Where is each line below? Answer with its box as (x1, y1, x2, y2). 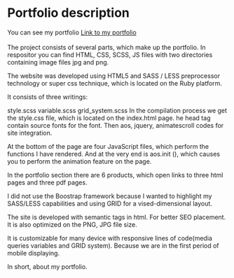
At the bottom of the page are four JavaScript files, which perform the (7, 142, 209, 150)
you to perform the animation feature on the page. (7, 157, 152, 166)
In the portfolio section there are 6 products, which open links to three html (7, 171, 223, 179)
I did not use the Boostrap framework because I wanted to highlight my (7, 192, 212, 200)
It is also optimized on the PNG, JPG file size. (7, 220, 138, 229)
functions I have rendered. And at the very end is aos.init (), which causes (7, 150, 221, 158)
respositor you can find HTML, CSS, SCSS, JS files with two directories (7, 51, 213, 59)
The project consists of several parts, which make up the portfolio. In (7, 43, 206, 51)
